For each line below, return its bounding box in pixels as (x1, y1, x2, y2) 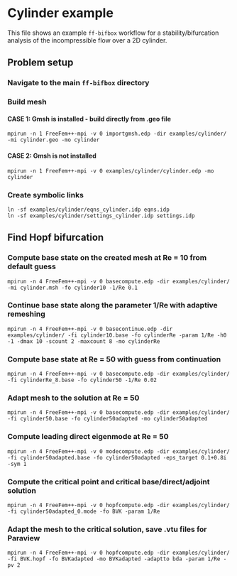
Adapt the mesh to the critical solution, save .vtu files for (7, 524, 207, 534)
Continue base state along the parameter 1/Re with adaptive (7, 300, 218, 310)
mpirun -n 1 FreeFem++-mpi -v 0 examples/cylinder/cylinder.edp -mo (7, 167, 214, 175)
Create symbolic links (7, 190, 84, 200)
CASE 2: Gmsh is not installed (7, 151, 97, 160)
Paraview (7, 533, 40, 543)
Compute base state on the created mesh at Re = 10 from (7, 253, 207, 263)
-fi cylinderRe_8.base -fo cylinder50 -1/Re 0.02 (7, 376, 158, 384)
